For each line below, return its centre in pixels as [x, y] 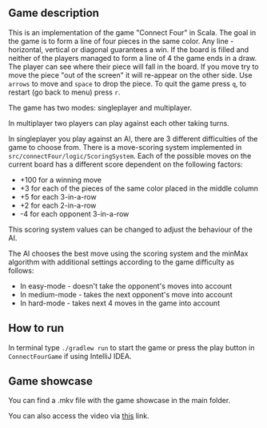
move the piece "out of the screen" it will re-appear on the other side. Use [130, 75]
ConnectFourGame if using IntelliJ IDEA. [70, 356]
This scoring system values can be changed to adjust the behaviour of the [131, 229]
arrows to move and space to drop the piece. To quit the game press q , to [127, 83]
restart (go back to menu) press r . [64, 92]
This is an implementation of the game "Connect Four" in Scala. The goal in [132, 32]
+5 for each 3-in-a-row [58, 196]
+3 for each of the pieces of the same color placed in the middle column [139, 188]
